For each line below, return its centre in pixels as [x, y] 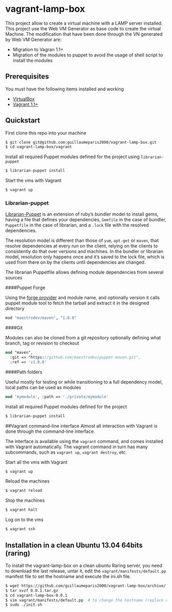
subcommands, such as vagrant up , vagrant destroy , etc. [66, 452]
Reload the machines [27, 481]
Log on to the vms [24, 520]
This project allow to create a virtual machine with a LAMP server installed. [84, 23]
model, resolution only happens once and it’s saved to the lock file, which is [85, 257]
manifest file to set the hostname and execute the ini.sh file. [68, 576]
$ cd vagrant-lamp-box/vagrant [39, 147]
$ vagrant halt [21, 510]
